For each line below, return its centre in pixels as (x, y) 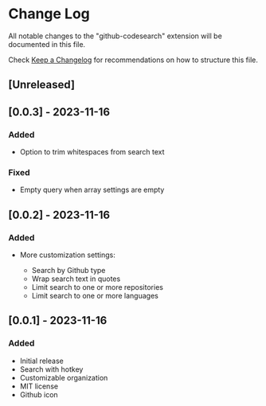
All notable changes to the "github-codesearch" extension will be (115, 36)
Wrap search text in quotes (76, 279)
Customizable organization (64, 377)
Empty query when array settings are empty (92, 190)
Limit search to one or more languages (95, 296)
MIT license (39, 386)
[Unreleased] (42, 85)
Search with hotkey (51, 369)
